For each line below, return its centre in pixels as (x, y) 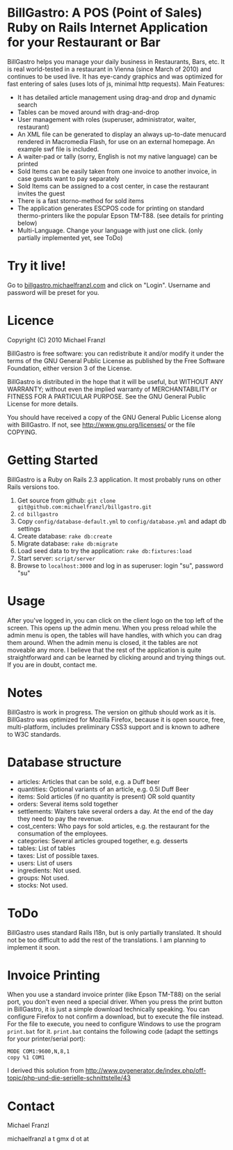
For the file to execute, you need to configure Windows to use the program (114, 1024)
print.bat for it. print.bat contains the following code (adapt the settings (113, 1032)
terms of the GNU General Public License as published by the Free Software (116, 360)
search (27, 104)
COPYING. (22, 432)
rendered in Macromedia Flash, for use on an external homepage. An (116, 141)
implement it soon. (34, 947)
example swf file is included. (58, 149)
